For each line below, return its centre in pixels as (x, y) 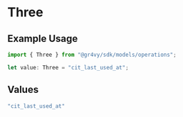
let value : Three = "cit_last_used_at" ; (68, 67)
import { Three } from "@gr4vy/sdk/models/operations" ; (92, 55)
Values (23, 90)
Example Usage (43, 39)
